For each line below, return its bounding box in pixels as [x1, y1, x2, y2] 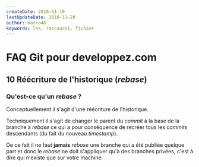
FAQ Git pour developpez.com [6, 51, 157, 64]
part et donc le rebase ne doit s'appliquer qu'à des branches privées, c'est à [6, 148, 194, 155]
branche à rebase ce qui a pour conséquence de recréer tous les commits [6, 124, 188, 131]
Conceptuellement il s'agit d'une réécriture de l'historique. [6, 106, 149, 113]
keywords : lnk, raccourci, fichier [6, 25, 94, 31]
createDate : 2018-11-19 [6, 8, 65, 15]
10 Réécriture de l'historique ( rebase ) [6, 74, 147, 84]
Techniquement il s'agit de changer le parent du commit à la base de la [6, 117, 180, 125]
